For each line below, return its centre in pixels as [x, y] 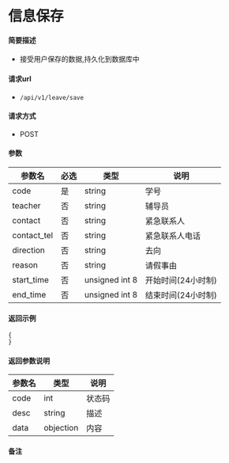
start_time [30, 280]
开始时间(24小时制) [181, 280]
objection [61, 428]
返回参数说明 [29, 360]
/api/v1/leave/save [52, 97]
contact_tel [33, 235]
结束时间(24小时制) [181, 295]
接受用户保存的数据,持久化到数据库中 [79, 59]
